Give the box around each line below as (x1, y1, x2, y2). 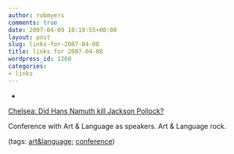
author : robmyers (8, 11, 65, 20)
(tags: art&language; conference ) (8, 136, 115, 145)
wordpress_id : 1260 (8, 56, 72, 63)
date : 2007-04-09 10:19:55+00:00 (8, 26, 117, 34)
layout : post (8, 33, 51, 41)
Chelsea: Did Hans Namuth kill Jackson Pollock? (8, 106, 164, 116)
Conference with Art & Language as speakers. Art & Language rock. (8, 121, 227, 131)
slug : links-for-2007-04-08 (8, 41, 100, 48)
